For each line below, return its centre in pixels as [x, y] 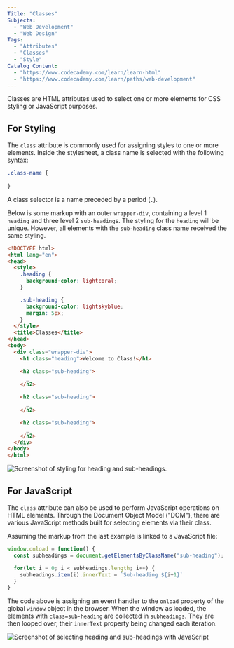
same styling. [27, 235]
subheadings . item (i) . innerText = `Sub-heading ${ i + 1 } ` [102, 575]
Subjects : [22, 20]
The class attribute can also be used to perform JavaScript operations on [113, 508]
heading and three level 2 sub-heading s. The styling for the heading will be [113, 220]
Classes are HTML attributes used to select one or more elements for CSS [114, 99]
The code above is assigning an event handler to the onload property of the [116, 601]
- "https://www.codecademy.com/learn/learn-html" [87, 72]
